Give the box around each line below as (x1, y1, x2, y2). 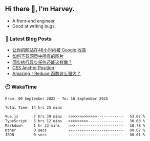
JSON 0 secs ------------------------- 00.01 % (5, 132, 146, 137)
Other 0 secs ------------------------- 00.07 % (5, 128, 146, 133)
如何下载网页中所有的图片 (12, 53, 64, 59)
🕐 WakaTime (5, 84, 37, 91)
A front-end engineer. (12, 18, 56, 23)
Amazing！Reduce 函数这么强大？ (12, 70, 81, 76)
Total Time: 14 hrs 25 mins (5, 105, 63, 110)
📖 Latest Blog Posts (5, 35, 52, 42)
